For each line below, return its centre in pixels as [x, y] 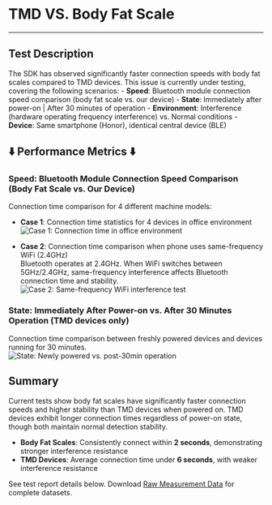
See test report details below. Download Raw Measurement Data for [121, 484]
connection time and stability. [69, 281]
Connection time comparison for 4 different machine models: [110, 207]
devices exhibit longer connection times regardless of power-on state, [125, 417]
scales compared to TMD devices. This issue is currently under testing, [127, 82]
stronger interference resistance [74, 451]
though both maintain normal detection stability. [88, 426]
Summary [34, 381]
